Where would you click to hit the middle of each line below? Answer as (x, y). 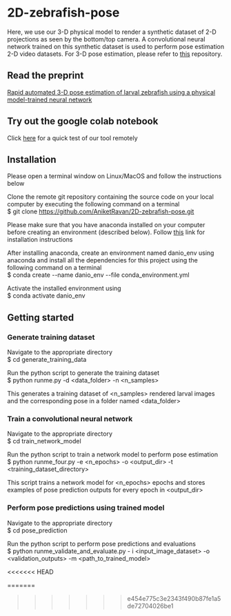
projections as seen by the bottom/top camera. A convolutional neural (106, 39)
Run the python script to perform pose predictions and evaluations (102, 543)
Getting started (41, 317)
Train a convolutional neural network (70, 418)
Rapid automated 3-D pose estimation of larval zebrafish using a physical (111, 92)
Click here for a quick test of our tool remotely (72, 138)
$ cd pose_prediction (37, 530)
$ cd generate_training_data (47, 360)
